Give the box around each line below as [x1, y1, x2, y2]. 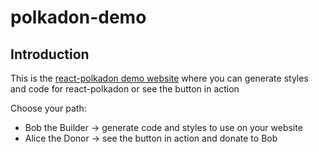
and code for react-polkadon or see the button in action [10, 83, 240, 95]
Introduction [10, 46, 90, 63]
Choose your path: [10, 102, 87, 114]
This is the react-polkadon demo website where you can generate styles [10, 72, 309, 84]
